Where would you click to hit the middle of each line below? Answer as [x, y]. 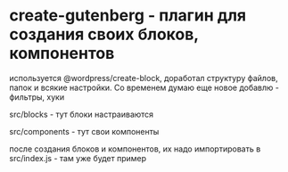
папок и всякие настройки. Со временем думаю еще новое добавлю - [144, 87]
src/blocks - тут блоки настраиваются [82, 114]
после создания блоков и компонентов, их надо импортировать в [135, 149]
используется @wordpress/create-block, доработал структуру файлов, [144, 78]
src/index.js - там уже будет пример [78, 158]
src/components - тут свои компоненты [84, 131]
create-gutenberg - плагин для [128, 16]
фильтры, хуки [37, 97]
